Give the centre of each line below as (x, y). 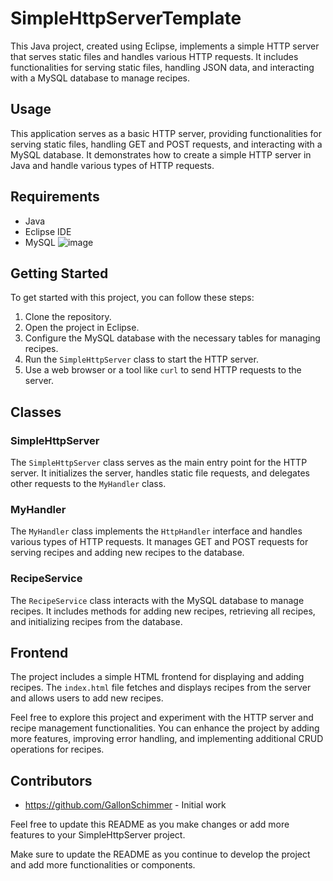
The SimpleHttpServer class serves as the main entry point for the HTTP (159, 463)
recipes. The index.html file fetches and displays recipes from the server (161, 688)
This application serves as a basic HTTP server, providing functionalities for (166, 133)
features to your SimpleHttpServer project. (98, 835)
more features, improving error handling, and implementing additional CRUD (167, 739)
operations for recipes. (57, 749)
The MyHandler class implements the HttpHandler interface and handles (156, 531)
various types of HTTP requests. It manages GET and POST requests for (159, 542)
